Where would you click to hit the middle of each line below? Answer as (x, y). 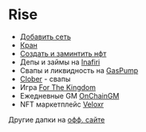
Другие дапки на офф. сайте (57, 119)
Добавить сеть (45, 37)
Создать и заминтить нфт (63, 53)
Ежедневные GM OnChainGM (69, 95)
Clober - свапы (45, 79)
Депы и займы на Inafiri (60, 62)
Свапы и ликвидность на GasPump (79, 70)
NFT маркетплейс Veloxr (62, 104)
